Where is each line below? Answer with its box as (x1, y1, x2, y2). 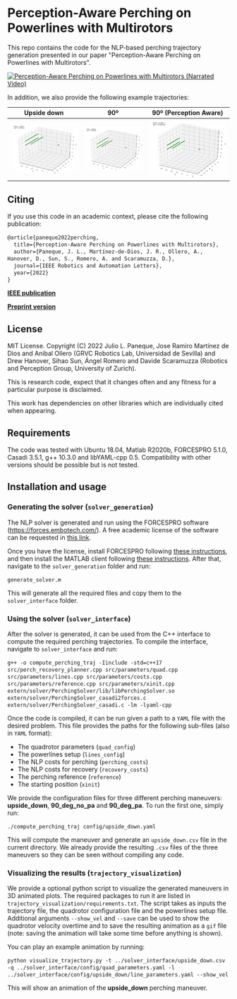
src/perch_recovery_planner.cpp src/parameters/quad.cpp (7, 666, 178, 673)
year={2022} (13, 269, 49, 276)
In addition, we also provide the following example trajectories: (7, 93, 189, 102)
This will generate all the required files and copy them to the (7, 589, 182, 597)
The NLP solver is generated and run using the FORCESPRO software (7, 518, 209, 527)
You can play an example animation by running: (7, 943, 145, 951)
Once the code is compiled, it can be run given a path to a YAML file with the (7, 713, 226, 722)
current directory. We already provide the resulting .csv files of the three (7, 842, 219, 851)
